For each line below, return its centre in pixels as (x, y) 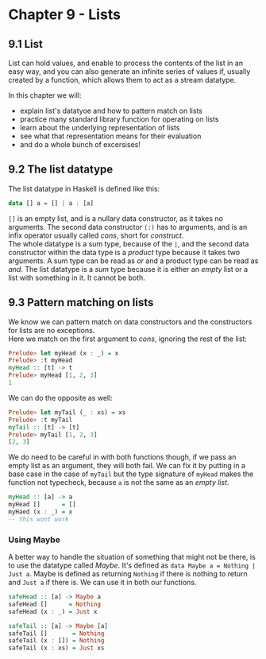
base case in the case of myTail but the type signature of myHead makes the (131, 474)
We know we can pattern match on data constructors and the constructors (130, 322)
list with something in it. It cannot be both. (77, 277)
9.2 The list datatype (61, 170)
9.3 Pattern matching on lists (81, 302)
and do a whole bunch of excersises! (80, 144)
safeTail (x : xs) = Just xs (56, 648)
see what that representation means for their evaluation (110, 136)
